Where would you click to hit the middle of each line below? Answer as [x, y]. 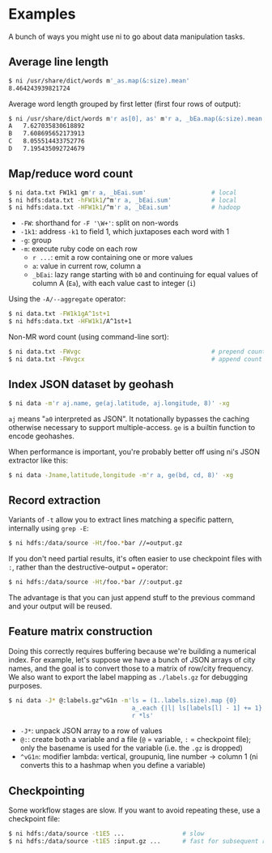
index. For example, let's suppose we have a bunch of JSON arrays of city [132, 659]
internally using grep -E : [49, 528]
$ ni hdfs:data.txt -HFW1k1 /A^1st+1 [70, 322]
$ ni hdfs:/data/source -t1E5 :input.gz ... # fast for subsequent [134, 842]
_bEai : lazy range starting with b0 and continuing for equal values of [145, 275]
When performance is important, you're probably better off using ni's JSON [134, 451]
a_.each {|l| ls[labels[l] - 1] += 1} [197, 708]
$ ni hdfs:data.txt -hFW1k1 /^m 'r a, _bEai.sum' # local [123, 200]
